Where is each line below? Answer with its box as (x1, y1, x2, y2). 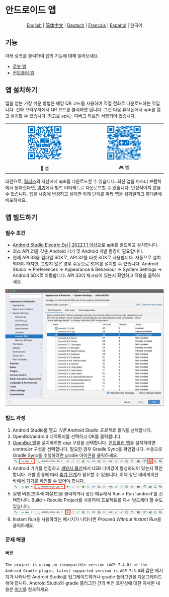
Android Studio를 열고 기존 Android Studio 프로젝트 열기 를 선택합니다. (12, 427, 152, 433)
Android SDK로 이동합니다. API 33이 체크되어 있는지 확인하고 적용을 (12, 272, 147, 278)
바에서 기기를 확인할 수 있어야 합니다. (12, 478, 86, 484)
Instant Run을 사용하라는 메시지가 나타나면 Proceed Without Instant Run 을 (12, 516, 162, 523)
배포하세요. (5, 197, 27, 203)
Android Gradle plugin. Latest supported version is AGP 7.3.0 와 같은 (5, 567, 154, 573)
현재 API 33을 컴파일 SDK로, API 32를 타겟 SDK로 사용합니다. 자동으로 (12, 255, 152, 261)
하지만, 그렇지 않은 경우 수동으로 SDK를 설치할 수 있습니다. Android (26, 261, 158, 267)
